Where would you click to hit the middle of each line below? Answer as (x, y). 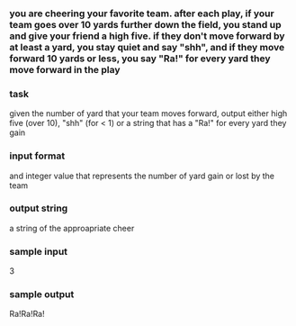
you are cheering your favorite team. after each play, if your (142, 14)
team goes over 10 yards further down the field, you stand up (145, 24)
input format (37, 156)
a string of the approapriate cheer (72, 228)
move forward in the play (65, 69)
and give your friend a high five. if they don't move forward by (147, 36)
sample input (39, 251)
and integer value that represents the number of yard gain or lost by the (142, 176)
